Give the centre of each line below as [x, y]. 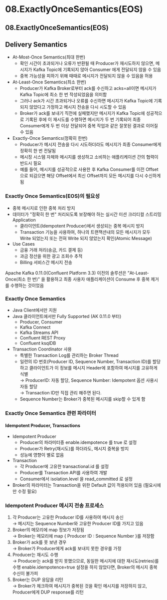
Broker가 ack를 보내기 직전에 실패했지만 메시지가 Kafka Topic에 [83, 113]
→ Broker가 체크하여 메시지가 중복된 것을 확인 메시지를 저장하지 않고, [80, 586]
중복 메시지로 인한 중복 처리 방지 [44, 208]
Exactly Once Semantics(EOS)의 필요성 [53, 196]
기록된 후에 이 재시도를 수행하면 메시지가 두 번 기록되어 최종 [83, 120]
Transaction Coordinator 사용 [42, 349]
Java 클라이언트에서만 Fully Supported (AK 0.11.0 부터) [67, 316]
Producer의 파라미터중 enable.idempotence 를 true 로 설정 [78, 442]
